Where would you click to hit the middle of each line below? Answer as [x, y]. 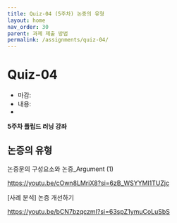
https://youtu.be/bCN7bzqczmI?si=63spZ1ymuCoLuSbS [89, 211]
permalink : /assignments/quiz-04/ [58, 40]
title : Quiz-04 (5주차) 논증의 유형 [56, 14]
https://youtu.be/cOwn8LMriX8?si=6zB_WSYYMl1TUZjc [88, 183]
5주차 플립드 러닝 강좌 [37, 127]
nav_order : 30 [28, 27]
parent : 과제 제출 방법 [38, 33]
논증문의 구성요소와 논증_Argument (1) [61, 169]
